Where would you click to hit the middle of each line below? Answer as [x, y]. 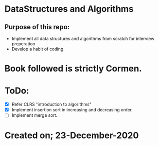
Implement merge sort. [35, 115]
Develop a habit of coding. [38, 49]
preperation [23, 44]
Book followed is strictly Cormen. [73, 69]
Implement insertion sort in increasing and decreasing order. [72, 110]
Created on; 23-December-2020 [72, 135]
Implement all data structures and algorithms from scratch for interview [83, 38]
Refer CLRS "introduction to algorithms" [52, 104]
